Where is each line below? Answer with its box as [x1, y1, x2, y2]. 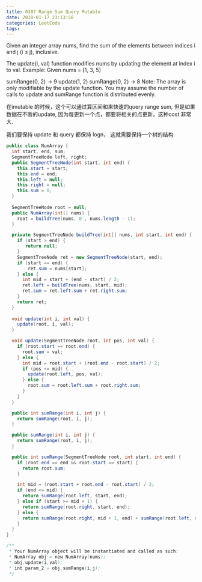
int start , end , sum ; [11, 148, 66, 155]
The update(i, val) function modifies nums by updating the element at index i [6, 60, 195, 67]
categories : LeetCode [6, 20, 61, 26]
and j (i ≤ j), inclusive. [6, 49, 59, 56]
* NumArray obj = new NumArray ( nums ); [8, 554, 106, 560]
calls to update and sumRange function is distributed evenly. [6, 91, 156, 98]
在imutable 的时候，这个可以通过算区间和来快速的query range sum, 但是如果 [6, 103, 195, 111]
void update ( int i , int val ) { [11, 316, 90, 322]
